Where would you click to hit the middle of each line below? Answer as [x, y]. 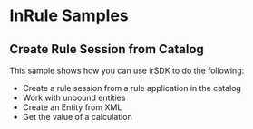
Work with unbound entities [74, 97]
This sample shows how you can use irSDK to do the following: [127, 70]
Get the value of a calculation [78, 117]
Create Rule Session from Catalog [107, 49]
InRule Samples [69, 16]
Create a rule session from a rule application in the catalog [132, 88]
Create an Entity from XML [72, 107]
